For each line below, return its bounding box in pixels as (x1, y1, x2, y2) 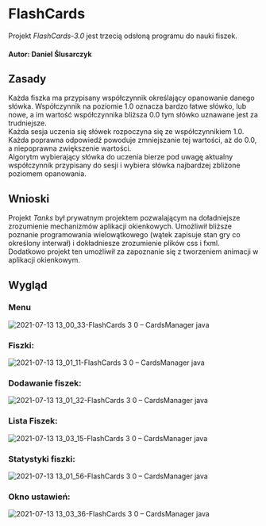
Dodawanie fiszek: (8, 378, 82, 389)
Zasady (8, 72, 47, 86)
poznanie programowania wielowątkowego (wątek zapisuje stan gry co (8, 230, 241, 240)
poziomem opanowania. (8, 169, 87, 179)
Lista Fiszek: (8, 416, 58, 427)
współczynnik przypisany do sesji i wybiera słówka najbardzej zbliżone (8, 160, 241, 171)
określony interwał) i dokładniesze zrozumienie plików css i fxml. (8, 239, 220, 248)
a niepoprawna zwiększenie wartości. (8, 144, 132, 153)
